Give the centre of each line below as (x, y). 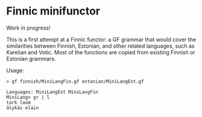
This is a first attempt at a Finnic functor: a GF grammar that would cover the (101, 39)
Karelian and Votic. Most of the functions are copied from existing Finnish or (101, 52)
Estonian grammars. (31, 58)
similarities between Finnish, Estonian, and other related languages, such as (100, 46)
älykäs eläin (23, 108)
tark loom (19, 103)
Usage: (15, 70)
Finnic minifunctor (53, 11)
